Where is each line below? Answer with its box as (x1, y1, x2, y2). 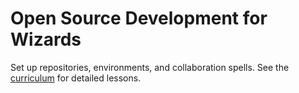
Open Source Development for (10, 7, 268, 30)
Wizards (10, 28, 82, 51)
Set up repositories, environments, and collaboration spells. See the (10, 61, 290, 73)
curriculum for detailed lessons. (10, 72, 142, 84)
